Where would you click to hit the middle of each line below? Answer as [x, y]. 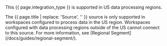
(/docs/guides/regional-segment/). [41, 38]
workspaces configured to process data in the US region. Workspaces [78, 22]
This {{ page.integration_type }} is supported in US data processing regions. [84, 7]
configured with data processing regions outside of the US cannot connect [82, 27]
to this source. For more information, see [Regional [58, 33]
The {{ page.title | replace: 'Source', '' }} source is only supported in [75, 17]
